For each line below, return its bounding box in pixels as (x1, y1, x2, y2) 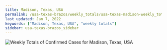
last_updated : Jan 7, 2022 (5, 16, 61, 21)
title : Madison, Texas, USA (5, 7, 64, 12)
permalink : (5, 12, 28, 17)
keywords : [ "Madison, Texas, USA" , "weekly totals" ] (5, 21, 117, 26)
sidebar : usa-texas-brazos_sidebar (5, 26, 79, 31)
